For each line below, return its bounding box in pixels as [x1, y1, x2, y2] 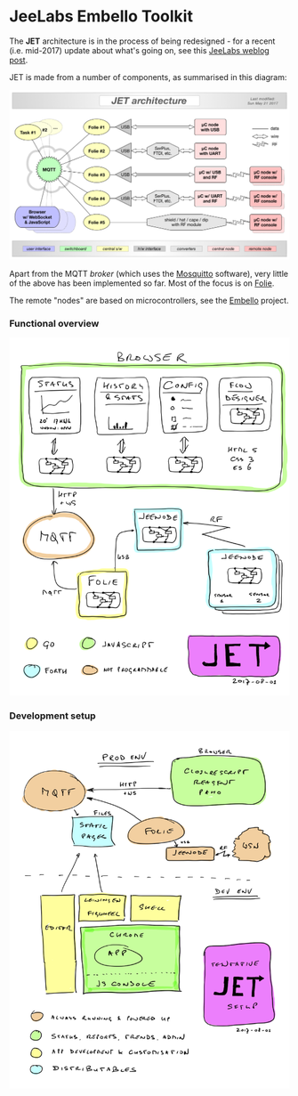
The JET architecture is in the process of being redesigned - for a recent [9, 36, 276, 46]
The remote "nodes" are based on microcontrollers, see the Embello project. [9, 295, 289, 305]
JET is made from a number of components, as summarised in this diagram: [9, 71, 287, 82]
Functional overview [9, 317, 100, 329]
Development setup [9, 710, 96, 722]
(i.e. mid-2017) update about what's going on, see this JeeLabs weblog [9, 45, 270, 55]
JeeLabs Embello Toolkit [9, 6, 194, 27]
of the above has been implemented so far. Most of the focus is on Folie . [9, 278, 275, 288]
